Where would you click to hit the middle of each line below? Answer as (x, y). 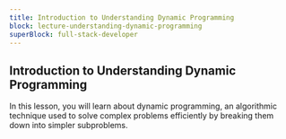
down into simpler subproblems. (69, 126)
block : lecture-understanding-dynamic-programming (106, 26)
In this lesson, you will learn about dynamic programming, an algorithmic (143, 106)
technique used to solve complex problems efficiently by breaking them (142, 116)
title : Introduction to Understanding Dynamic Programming (122, 17)
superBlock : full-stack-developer (74, 34)
